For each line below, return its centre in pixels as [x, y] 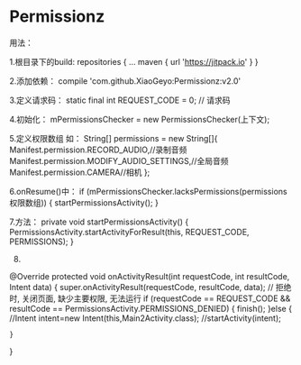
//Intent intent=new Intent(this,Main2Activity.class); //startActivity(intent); [145, 318]
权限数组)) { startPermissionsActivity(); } [84, 202]
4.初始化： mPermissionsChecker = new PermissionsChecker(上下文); [140, 119]
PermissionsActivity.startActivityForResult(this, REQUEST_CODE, [129, 232]
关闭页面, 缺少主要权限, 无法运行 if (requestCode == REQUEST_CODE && [156, 298]
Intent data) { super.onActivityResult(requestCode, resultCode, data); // [141, 287]
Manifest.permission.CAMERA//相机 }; [80, 172]
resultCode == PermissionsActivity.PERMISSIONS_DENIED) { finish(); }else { [151, 308]
